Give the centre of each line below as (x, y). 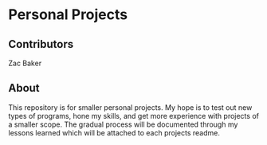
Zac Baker (25, 63)
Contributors (41, 44)
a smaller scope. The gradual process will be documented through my (123, 124)
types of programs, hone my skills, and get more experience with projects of (133, 116)
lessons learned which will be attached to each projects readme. (114, 132)
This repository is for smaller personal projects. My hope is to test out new (130, 107)
